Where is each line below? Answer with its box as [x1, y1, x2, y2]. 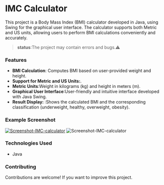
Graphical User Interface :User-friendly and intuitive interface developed [12, 89, 160, 95]
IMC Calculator [5, 3, 68, 14]
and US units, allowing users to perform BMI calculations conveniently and [5, 29, 156, 35]
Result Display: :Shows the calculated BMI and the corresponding [12, 99, 146, 105]
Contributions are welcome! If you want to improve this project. [5, 175, 133, 181]
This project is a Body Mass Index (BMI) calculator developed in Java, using [5, 19, 159, 25]
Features [5, 56, 27, 63]
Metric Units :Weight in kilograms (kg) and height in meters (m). [12, 83, 141, 89]
